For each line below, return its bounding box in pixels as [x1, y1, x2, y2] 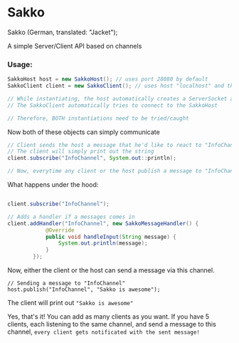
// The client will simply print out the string [7, 148, 154, 155]
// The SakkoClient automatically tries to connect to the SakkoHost [7, 101, 218, 109]
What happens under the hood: [7, 180, 99, 189]
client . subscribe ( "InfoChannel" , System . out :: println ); [7, 155, 176, 162]
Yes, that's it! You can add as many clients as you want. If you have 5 [7, 312, 210, 321]
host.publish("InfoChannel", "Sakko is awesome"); [7, 286, 161, 293]
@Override [45, 226, 75, 234]
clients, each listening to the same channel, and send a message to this [7, 320, 217, 329]
